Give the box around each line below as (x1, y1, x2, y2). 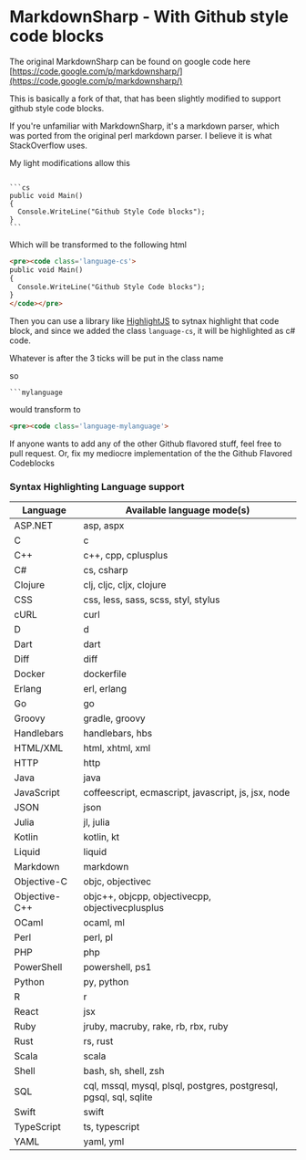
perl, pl (83, 931, 114, 944)
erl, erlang (83, 683, 127, 695)
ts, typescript (83, 1121, 140, 1134)
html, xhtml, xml (83, 742, 151, 755)
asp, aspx (83, 519, 125, 532)
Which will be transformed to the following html (9, 239, 187, 250)
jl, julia (83, 816, 111, 829)
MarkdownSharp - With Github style (9, 6, 289, 27)
